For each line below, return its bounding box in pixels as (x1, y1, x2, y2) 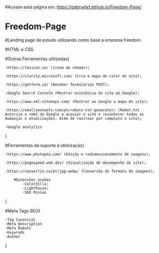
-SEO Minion (22, 190, 47, 195)
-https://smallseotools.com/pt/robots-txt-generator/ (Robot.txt (5, 108, 140, 112)
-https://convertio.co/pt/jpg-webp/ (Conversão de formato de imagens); (5, 169, 155, 174)
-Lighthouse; (22, 186, 49, 190)
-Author (5, 234, 21, 239)
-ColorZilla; (22, 181, 49, 186)
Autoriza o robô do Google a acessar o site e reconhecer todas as (5, 111, 144, 117)
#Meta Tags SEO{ (5, 208, 40, 214)
